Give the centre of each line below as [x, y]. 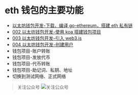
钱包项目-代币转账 [31, 64]
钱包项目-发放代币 [31, 57]
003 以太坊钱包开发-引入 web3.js [47, 38]
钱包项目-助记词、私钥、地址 [42, 70]
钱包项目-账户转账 [31, 51]
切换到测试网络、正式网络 [39, 76]
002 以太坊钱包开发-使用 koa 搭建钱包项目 [57, 31]
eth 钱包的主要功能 [44, 10]
